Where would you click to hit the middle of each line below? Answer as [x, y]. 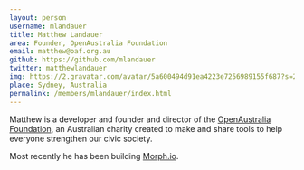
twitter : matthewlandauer [58, 69]
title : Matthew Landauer [56, 34]
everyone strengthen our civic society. [81, 138]
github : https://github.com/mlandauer [82, 60]
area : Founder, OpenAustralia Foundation [89, 43]
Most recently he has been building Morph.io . [94, 156]
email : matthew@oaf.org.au [60, 52]
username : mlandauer [48, 26]
